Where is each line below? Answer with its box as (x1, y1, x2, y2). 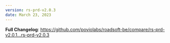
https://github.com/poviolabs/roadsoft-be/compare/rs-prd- (40, 26, 165, 32)
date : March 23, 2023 (5, 12, 52, 17)
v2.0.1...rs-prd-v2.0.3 (5, 32, 50, 38)
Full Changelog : (5, 26, 39, 32)
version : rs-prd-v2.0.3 (5, 7, 56, 13)
